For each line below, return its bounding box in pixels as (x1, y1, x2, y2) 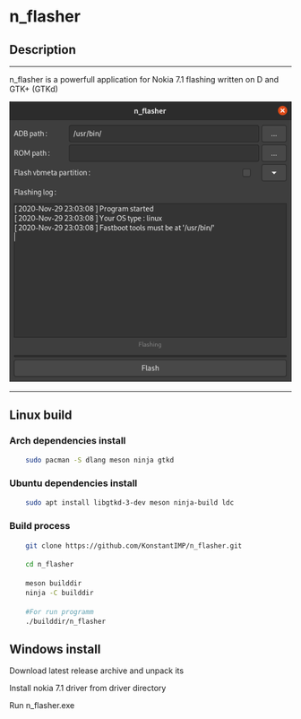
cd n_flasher (25, 560, 74, 569)
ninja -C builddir (25, 588, 94, 597)
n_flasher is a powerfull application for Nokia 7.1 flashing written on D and (9, 74, 279, 84)
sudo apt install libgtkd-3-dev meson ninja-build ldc (25, 498, 235, 507)
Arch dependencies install (9, 434, 126, 446)
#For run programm (25, 607, 94, 616)
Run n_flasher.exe (9, 700, 75, 711)
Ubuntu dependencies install (9, 477, 138, 489)
